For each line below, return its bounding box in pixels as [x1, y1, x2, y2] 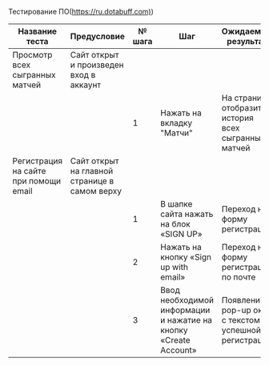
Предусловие [70, 31, 126, 42]
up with [159, 262, 188, 272]
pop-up [221, 304, 252, 316]
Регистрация [12, 155, 62, 167]
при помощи [12, 175, 62, 187]
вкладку [159, 118, 193, 128]
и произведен [70, 59, 124, 70]
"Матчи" [159, 127, 194, 139]
